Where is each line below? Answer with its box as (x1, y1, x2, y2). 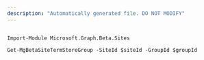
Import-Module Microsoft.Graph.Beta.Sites (7, 35, 130, 42)
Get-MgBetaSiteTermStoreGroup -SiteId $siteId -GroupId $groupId (7, 46, 197, 53)
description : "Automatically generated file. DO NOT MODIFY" (7, 10, 186, 17)
